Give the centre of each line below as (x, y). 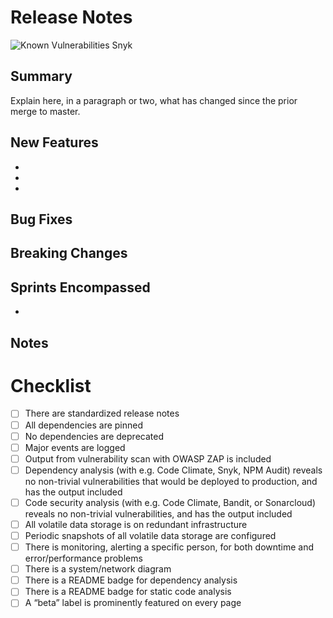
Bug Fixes (41, 219)
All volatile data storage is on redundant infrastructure (136, 524)
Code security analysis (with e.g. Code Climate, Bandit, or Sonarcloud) (170, 502)
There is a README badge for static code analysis (128, 592)
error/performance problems (83, 558)
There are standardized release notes (102, 413)
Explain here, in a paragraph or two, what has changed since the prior (154, 100)
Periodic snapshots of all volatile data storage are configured (150, 535)
